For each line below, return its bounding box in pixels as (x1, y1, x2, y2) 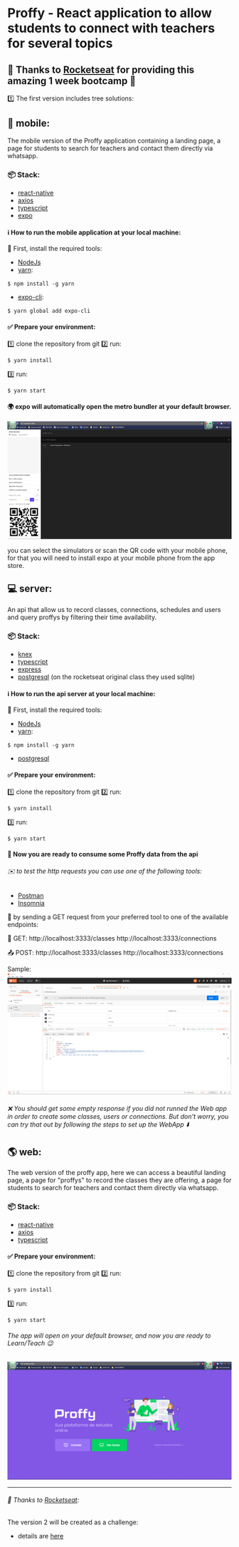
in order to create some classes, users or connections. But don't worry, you (7, 1112, 229, 1121)
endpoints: (7, 921, 39, 929)
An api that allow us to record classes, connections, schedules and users (7, 605, 221, 614)
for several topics (7, 36, 113, 51)
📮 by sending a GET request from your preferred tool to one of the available (7, 913, 229, 921)
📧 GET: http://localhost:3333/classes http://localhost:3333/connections (7, 934, 217, 943)
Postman (17, 891, 44, 900)
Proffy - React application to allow (7, 5, 212, 21)
